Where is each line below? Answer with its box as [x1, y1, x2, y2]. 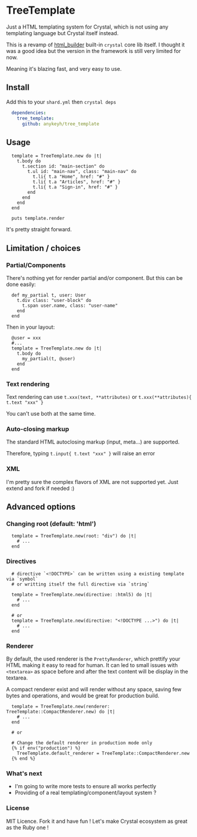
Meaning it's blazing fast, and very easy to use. [6, 65, 122, 72]
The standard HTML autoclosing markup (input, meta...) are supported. [6, 438, 180, 446]
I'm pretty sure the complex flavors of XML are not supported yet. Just [6, 478, 179, 485]
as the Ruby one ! [6, 824, 49, 831]
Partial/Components [6, 261, 66, 269]
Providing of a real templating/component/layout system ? [14, 789, 157, 797]
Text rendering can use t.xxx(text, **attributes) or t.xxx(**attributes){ [6, 394, 192, 401]
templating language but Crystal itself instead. [6, 29, 119, 36]
